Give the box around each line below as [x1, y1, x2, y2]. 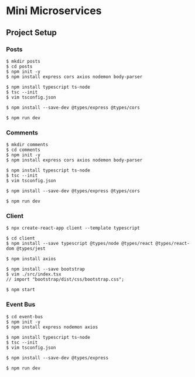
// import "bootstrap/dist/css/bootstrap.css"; [6, 277, 125, 282]
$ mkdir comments [6, 142, 49, 148]
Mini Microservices [6, 4, 102, 18]
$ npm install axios [6, 256, 57, 262]
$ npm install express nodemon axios [6, 324, 98, 330]
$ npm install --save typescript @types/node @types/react [6, 241, 153, 247]
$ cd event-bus [6, 314, 43, 319]
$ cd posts [6, 63, 33, 69]
